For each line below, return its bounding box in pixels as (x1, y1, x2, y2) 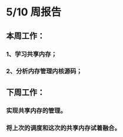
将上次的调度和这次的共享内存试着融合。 (6, 123, 121, 132)
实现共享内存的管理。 (6, 106, 67, 115)
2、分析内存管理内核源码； (6, 67, 82, 76)
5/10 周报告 (6, 5, 62, 19)
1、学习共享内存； (6, 50, 57, 58)
